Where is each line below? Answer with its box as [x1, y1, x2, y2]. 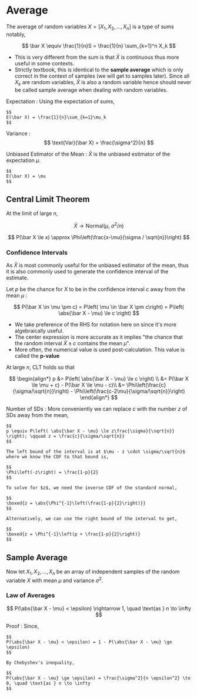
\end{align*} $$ [79, 394, 118, 401]
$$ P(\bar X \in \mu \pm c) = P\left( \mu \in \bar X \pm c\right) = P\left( [14, 303, 184, 310]
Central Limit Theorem [6, 194, 90, 204]
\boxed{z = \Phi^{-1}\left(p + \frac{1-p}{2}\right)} [6, 531, 141, 537]
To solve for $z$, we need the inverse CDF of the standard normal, [6, 485, 178, 491]
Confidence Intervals [6, 248, 68, 256]
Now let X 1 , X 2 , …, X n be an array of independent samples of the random [6, 568, 181, 576]
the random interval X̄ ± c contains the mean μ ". [14, 340, 131, 347]
